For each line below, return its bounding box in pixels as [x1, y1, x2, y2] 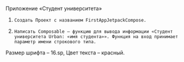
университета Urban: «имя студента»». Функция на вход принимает [14, 34, 178, 40]
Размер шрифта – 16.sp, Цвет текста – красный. [5, 49, 125, 56]
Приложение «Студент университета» [5, 5, 103, 12]
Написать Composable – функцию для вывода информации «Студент [14, 29, 173, 35]
